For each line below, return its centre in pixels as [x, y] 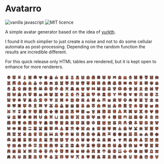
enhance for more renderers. [34, 67]
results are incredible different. [36, 52]
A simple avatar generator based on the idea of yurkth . [61, 32]
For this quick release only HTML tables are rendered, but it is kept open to [81, 61]
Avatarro [23, 9]
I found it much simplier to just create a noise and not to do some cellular [79, 41]
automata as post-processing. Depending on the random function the [75, 46]
